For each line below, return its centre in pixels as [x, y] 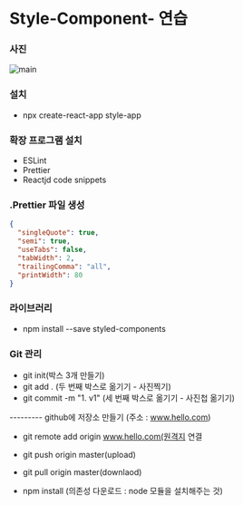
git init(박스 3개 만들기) [63, 375]
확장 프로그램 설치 [46, 140]
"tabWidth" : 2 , [46, 258]
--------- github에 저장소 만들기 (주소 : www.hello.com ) [110, 417]
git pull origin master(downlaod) [82, 471]
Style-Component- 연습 [99, 19]
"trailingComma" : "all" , [64, 267]
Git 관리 [26, 354]
